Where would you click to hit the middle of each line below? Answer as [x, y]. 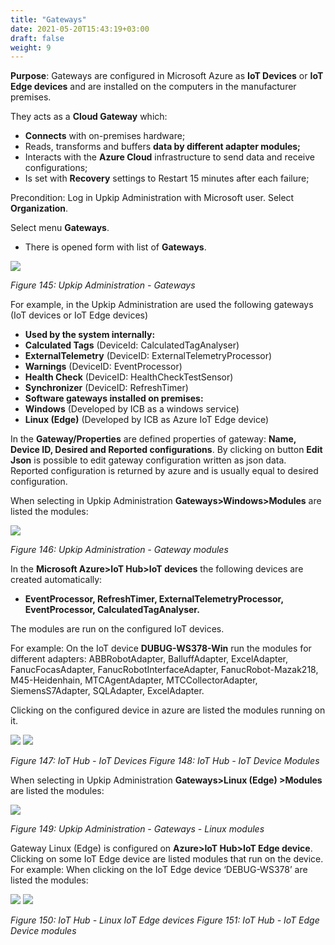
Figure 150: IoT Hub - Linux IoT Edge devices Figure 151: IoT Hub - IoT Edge [165, 920]
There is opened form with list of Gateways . [115, 247]
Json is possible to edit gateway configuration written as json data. [148, 460]
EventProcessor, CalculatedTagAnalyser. [112, 610]
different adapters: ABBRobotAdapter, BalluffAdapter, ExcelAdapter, [149, 659]
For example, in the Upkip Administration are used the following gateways [162, 305]
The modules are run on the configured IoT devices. [117, 629]
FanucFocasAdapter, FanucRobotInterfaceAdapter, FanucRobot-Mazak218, [164, 670]
